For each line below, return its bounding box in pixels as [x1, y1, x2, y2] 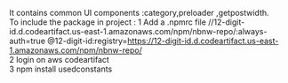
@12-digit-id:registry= [47, 35, 128, 46]
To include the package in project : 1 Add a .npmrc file [9, 17, 207, 27]
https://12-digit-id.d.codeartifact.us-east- [127, 35, 279, 46]
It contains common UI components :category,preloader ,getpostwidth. [9, 8, 269, 18]
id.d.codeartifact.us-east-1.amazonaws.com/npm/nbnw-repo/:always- [9, 26, 268, 36]
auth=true [9, 35, 46, 46]
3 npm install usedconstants [9, 64, 113, 74]
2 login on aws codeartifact [9, 55, 109, 64]
